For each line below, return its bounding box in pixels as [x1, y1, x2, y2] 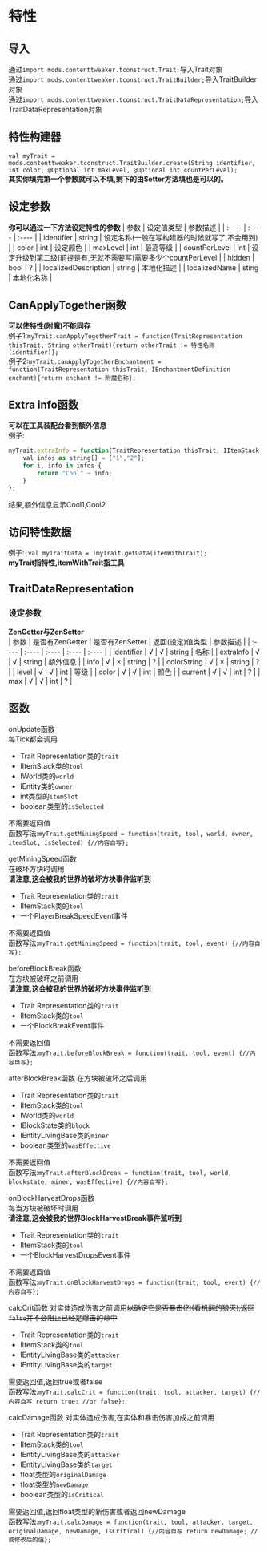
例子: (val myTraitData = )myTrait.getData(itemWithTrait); [8, 548, 208, 558]
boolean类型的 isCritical [19, 1489, 104, 1499]
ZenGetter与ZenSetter [8, 627, 85, 636]
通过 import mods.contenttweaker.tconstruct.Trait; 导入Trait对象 [8, 65, 223, 74]
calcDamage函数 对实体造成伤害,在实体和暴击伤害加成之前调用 [8, 1412, 215, 1422]
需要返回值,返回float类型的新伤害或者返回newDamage [8, 1506, 186, 1516]
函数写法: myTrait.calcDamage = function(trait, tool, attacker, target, [8, 1517, 254, 1526]
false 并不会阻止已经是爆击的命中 [8, 1312, 118, 1323]
